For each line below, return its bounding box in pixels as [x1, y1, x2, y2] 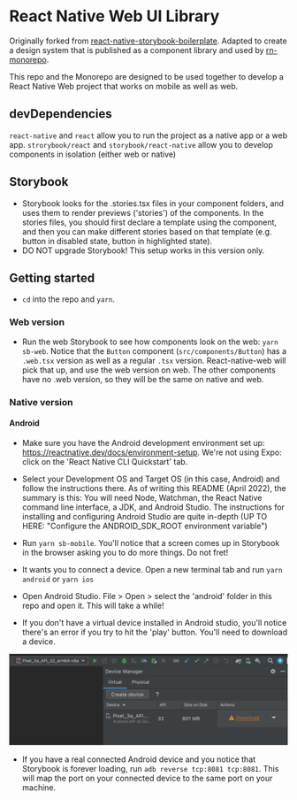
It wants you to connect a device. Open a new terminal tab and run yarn [21, 564, 283, 574]
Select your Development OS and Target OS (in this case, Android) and [21, 473, 280, 484]
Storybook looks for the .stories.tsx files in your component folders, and [21, 197, 285, 209]
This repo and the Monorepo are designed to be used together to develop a [9, 71, 285, 81]
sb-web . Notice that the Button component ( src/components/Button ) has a [21, 345, 287, 356]
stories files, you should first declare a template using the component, [21, 217, 277, 227]
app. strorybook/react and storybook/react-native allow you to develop [9, 139, 274, 150]
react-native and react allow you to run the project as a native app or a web [9, 130, 288, 141]
